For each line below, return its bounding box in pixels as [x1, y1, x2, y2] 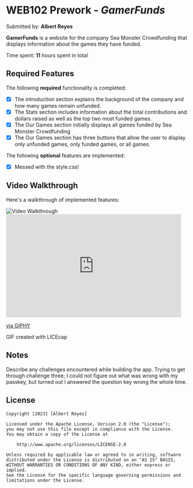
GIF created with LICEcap [6, 333, 68, 340]
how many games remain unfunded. [14, 102, 101, 109]
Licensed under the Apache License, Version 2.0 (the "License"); [6, 421, 171, 427]
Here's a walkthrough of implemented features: [6, 196, 120, 203]
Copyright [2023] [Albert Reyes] [6, 411, 87, 417]
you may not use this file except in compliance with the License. [6, 426, 174, 432]
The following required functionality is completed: [6, 84, 127, 91]
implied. [6, 467, 27, 473]
